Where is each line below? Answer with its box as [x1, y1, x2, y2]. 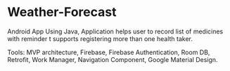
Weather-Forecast [7, 4, 117, 20]
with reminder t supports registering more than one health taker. [7, 34, 193, 42]
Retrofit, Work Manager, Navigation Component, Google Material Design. [7, 55, 218, 63]
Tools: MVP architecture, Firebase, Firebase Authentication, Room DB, [7, 48, 210, 56]
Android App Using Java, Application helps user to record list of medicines [7, 27, 224, 35]
